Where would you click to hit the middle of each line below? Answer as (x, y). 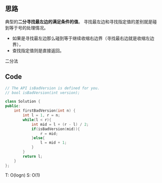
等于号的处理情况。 (28, 28)
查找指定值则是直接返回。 (38, 50)
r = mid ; (49, 134)
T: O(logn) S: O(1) (23, 175)
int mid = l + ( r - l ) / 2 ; (60, 124)
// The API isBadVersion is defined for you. (52, 88)
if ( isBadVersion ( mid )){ (55, 129)
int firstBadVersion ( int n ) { (45, 111)
